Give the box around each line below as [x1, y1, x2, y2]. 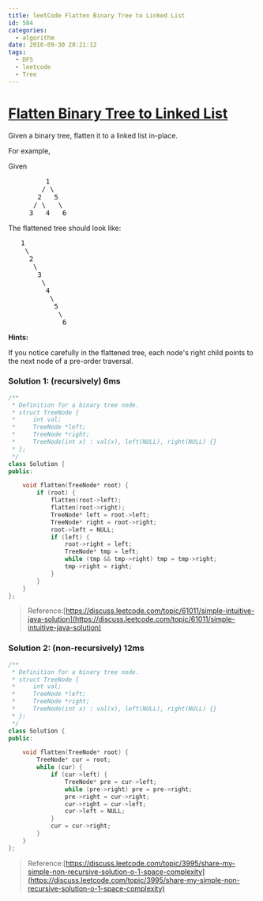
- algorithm [15, 33, 55, 42]
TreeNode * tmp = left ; [64, 547, 140, 556]
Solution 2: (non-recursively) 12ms [8, 642, 145, 653]
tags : [8, 48, 26, 56]
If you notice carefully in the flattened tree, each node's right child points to [8, 347, 254, 357]
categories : [8, 26, 47, 34]
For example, [8, 146, 51, 155]
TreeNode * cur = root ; [36, 756, 111, 764]
